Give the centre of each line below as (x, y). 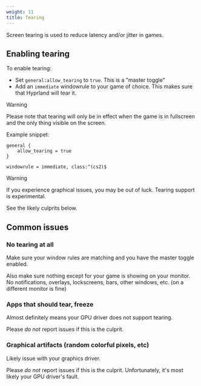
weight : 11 (20, 12)
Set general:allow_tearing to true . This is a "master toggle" (90, 80)
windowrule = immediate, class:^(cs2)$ (57, 167)
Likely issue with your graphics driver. (54, 358)
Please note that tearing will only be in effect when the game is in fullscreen (101, 116)
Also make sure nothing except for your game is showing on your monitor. (98, 276)
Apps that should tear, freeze (50, 304)
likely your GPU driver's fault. (43, 376)
